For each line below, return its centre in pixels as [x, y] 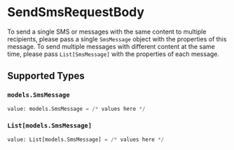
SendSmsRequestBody [76, 12]
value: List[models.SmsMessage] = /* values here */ [86, 139]
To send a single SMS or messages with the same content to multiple [107, 32]
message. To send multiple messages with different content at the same [111, 46]
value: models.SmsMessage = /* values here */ [76, 109]
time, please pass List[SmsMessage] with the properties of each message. [113, 54]
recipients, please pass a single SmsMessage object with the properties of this [117, 39]
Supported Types [46, 76]
